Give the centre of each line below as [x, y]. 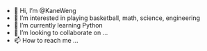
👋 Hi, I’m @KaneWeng [45, 11]
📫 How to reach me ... [46, 40]
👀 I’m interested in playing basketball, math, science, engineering [107, 18]
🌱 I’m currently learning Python [58, 25]
